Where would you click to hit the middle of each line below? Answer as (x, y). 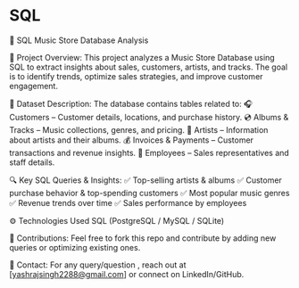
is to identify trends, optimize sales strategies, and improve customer (136, 76)
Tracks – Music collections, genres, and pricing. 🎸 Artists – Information (139, 129)
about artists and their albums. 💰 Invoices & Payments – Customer (132, 140)
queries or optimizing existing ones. (75, 247)
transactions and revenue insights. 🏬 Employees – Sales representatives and (149, 152)
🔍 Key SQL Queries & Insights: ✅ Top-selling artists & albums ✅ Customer (146, 180)
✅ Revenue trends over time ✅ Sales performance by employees (128, 202)
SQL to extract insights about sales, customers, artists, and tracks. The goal (149, 67)
